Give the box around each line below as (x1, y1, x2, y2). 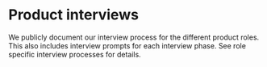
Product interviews (8, 6, 140, 24)
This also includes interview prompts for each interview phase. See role (8, 40, 246, 50)
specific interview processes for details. (8, 49, 141, 59)
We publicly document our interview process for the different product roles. (8, 32, 260, 42)
